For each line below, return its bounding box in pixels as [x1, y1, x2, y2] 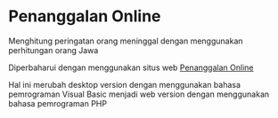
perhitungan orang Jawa [8, 44, 99, 55]
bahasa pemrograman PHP [8, 98, 108, 108]
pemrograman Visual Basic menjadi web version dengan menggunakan [8, 89, 270, 99]
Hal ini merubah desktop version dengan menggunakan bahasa [8, 79, 241, 90]
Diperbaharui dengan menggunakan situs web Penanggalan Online [8, 62, 254, 73]
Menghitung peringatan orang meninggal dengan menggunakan [8, 35, 243, 46]
